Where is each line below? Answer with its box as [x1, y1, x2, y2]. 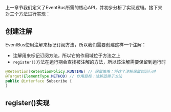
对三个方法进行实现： [5, 11, 50, 17]
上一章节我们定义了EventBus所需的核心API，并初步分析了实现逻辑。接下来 [5, 5, 163, 10]
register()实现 [5, 98, 50, 107]
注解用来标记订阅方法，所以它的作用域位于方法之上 [12, 52, 121, 59]
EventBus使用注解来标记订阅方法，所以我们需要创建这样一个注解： [5, 41, 146, 47]
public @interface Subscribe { [5, 78, 72, 83]
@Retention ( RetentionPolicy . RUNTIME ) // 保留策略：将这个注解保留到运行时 [5, 69, 156, 74]
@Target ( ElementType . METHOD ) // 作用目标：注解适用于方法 [5, 73, 122, 79]
